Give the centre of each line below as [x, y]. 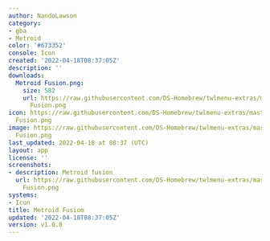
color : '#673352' [37, 46]
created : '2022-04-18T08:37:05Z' [64, 61]
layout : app [28, 150]
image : [19, 128]
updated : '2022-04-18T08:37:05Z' [64, 218]
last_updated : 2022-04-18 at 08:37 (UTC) [79, 143]
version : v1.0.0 [35, 225]
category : [25, 23]
